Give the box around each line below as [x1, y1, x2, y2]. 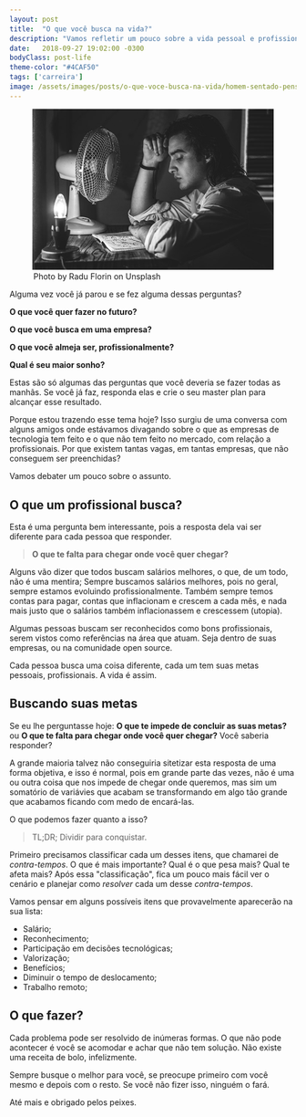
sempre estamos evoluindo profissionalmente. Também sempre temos [9, 586, 273, 597]
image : [9, 82, 35, 91]
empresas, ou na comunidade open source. [9, 642, 173, 653]
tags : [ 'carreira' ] [9, 73, 84, 82]
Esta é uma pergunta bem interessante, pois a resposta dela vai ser [9, 521, 262, 533]
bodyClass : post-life [9, 53, 92, 63]
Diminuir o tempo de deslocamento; [22, 972, 158, 983]
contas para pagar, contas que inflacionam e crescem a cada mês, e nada [9, 596, 287, 607]
